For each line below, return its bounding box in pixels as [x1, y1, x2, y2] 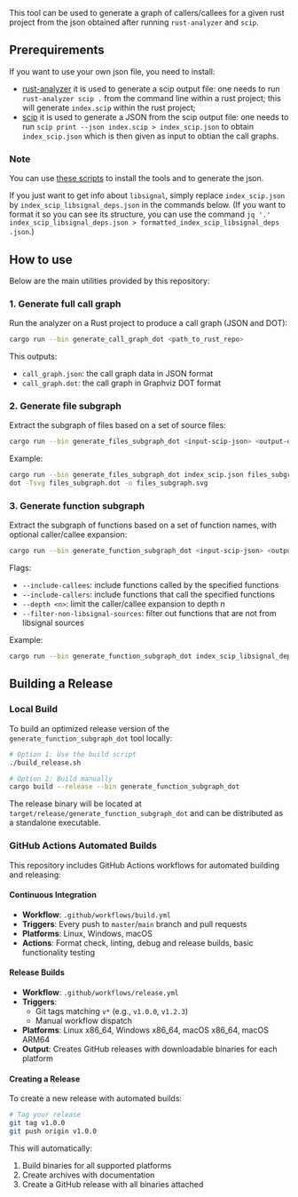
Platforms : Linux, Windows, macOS [21, 928, 153, 939]
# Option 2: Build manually [9, 774, 114, 783]
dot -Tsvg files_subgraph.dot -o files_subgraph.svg [9, 479, 208, 488]
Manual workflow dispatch [35, 1015, 133, 1026]
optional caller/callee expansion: [9, 529, 128, 540]
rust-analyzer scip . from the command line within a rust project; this [21, 92, 281, 103]
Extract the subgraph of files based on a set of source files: [9, 420, 226, 431]
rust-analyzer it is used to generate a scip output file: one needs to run [21, 83, 280, 94]
